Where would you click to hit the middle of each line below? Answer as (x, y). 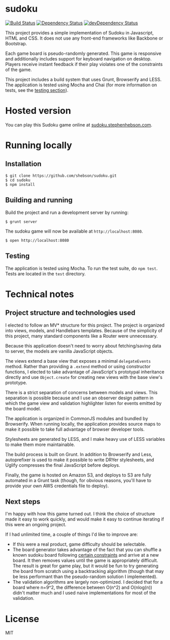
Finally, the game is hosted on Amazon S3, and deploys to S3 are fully (78, 475)
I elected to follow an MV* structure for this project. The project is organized (85, 325)
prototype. (16, 382)
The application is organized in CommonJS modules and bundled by (77, 418)
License (22, 619)
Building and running (39, 200)
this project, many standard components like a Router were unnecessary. (82, 336)
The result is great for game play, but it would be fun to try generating (86, 566)
